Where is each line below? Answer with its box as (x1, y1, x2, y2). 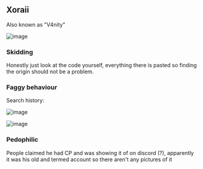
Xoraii (6, 5, 29, 15)
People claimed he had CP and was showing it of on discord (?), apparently (6, 149, 194, 156)
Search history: (6, 97, 44, 104)
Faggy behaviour (6, 83, 58, 91)
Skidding (6, 48, 33, 56)
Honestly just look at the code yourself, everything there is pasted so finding (6, 62, 197, 69)
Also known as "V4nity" (6, 21, 65, 28)
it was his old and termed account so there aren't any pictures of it (6, 156, 173, 163)
